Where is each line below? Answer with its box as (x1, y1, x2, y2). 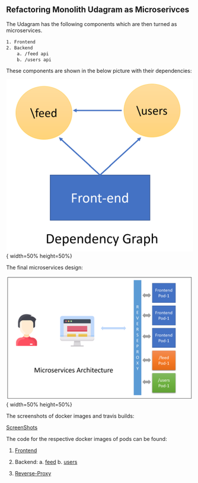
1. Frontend (6, 39, 36, 45)
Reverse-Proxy (14, 470, 52, 477)
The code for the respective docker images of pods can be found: (6, 436, 167, 443)
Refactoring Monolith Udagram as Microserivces (6, 5, 190, 15)
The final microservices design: (6, 264, 83, 271)
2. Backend (6, 44, 33, 51)
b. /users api (17, 56, 52, 63)
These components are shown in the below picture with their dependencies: (6, 67, 192, 74)
